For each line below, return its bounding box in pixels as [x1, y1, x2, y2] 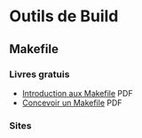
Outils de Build [9, 6, 119, 27]
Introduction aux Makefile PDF [21, 88, 133, 98]
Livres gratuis [9, 68, 70, 80]
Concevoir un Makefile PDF [21, 97, 122, 108]
